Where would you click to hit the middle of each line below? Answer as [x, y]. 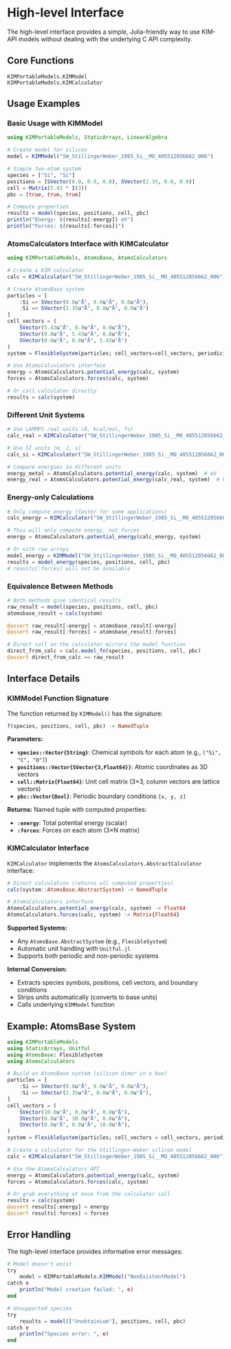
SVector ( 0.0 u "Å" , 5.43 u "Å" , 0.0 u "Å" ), [75, 334]
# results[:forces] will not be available [69, 568]
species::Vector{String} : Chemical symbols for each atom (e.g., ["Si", [119, 753]
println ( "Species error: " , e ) [64, 1334]
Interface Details [44, 679]
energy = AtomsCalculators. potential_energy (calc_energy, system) [104, 537]
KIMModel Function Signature [58, 698]
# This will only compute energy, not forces [73, 531]
